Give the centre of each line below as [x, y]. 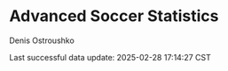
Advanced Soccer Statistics [114, 16]
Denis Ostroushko [42, 40]
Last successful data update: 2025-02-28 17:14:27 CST [110, 57]
